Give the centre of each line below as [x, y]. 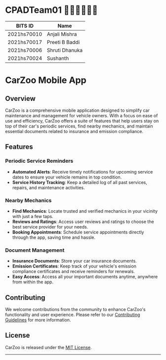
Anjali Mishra [62, 34]
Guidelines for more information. [38, 320]
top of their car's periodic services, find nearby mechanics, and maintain [79, 126]
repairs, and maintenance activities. [48, 187]
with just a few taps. [33, 216]
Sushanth [58, 58]
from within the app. [33, 282]
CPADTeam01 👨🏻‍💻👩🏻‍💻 [51, 10]
